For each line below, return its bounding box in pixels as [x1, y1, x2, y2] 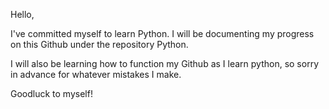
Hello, [10, 9, 35, 20]
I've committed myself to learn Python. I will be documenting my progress [10, 28, 315, 39]
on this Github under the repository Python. [10, 39, 189, 50]
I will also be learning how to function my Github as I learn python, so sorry [10, 58, 320, 69]
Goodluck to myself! [10, 88, 93, 99]
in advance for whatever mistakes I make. [10, 69, 182, 80]
